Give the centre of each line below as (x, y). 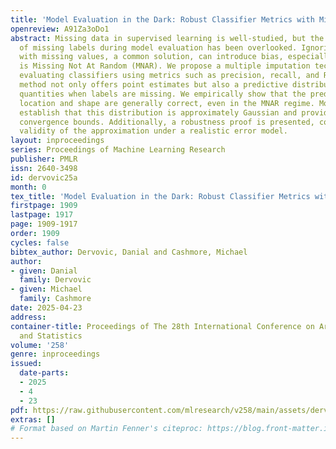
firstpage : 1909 (44, 206)
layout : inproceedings (57, 141)
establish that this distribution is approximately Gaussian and (158, 112)
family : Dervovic (55, 280)
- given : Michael (46, 289)
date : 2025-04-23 (46, 308)
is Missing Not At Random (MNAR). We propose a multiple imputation (165, 66)
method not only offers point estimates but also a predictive (153, 85)
